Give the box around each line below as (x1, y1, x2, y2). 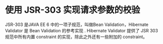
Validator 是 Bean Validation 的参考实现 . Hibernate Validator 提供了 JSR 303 (5, 27, 158, 33)
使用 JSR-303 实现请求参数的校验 (5, 4, 141, 16)
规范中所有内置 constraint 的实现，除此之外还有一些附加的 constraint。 (5, 34, 147, 40)
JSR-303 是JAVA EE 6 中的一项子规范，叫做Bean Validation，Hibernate (5, 22, 149, 27)
